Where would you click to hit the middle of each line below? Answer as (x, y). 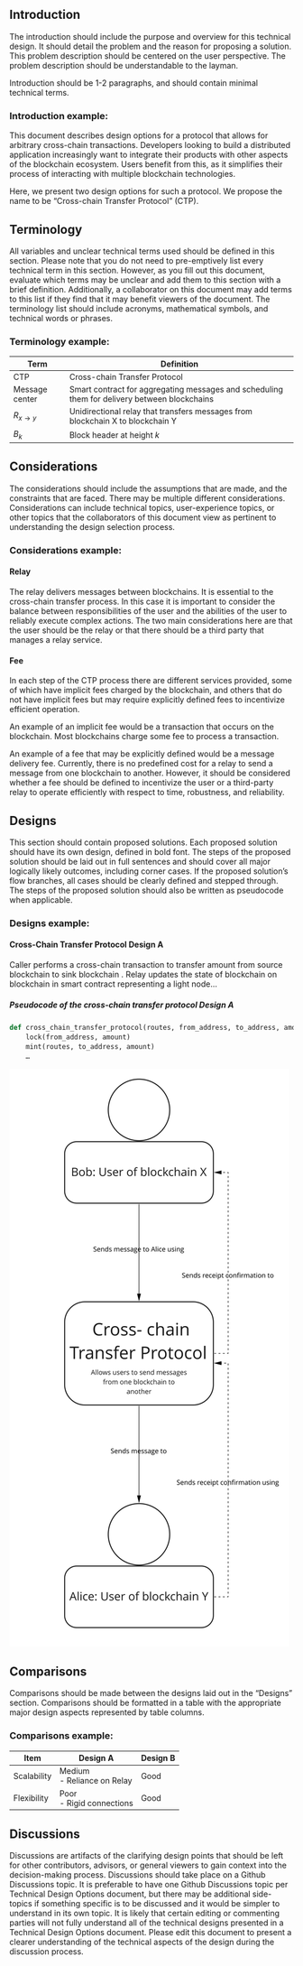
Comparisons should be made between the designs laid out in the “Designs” (151, 1693)
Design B (158, 1758)
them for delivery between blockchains (142, 399)
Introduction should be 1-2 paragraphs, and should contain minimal (134, 83)
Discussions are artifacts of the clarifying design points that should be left (147, 1855)
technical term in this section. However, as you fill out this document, (138, 270)
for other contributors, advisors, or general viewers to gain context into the (148, 1865)
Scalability (32, 1776)
